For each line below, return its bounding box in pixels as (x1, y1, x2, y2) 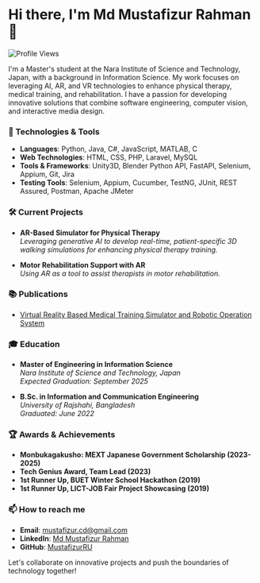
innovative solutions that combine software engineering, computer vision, (8, 98, 248, 107)
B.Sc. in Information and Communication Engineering (19, 392, 200, 402)
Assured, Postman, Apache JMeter (19, 187, 135, 196)
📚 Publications (8, 288, 69, 299)
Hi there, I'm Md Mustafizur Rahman (8, 6, 251, 24)
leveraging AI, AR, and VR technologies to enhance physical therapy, (8, 81, 232, 91)
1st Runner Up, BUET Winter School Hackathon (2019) (19, 475, 201, 485)
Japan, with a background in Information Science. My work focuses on (8, 72, 239, 82)
